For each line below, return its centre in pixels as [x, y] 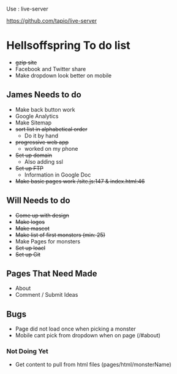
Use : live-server [27, 9]
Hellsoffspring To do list [68, 46]
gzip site [26, 62]
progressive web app [42, 142]
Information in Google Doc [58, 175]
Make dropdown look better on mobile [63, 75]
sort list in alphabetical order [51, 129]
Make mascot [32, 228]
